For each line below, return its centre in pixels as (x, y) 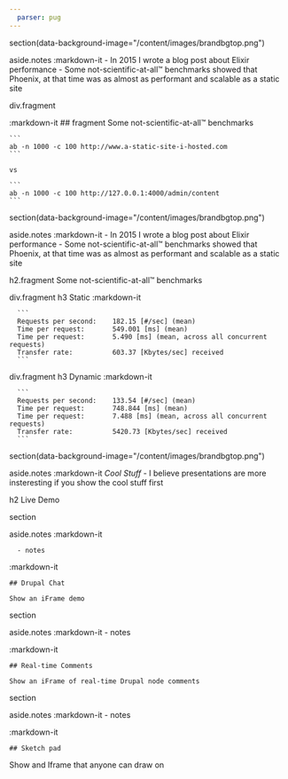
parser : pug (39, 17)
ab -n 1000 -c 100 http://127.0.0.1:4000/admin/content (114, 193)
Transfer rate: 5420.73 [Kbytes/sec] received (122, 431)
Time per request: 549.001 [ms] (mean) (103, 329)
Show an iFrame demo (47, 598)
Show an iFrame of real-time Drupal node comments (105, 681)
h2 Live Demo (35, 500)
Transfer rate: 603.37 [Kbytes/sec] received (121, 352)
